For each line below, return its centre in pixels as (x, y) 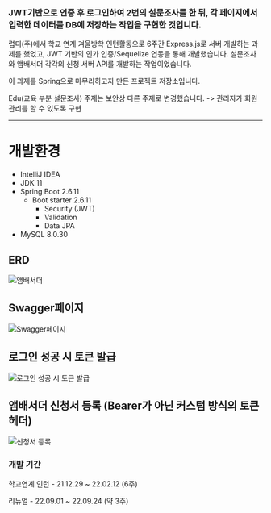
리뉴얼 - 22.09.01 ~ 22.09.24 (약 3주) (69, 501)
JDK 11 (31, 183)
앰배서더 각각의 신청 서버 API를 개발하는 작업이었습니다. (104, 64)
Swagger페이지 (46, 308)
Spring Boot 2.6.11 (50, 192)
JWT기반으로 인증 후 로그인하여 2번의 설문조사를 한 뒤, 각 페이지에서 (133, 12)
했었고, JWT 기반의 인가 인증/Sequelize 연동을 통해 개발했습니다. (126, 54)
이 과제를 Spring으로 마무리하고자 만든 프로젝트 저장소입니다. (104, 81)
